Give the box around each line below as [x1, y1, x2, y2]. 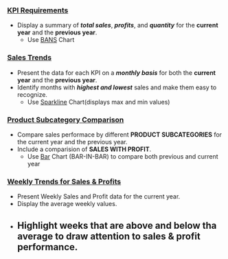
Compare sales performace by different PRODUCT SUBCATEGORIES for [16, 130, 222, 139]
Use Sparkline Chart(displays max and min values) [27, 98, 170, 106]
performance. [16, 241, 78, 253]
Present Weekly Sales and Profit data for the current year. [16, 192, 181, 201]
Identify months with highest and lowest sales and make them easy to [16, 83, 217, 91]
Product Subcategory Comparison [7, 115, 124, 124]
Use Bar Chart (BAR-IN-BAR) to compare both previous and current [27, 152, 218, 160]
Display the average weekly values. [16, 200, 117, 208]
